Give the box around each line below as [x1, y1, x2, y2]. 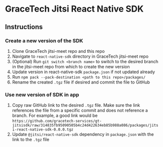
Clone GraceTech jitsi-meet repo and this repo [12, 48, 105, 54]
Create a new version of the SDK [5, 37, 84, 44]
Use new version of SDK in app [5, 91, 79, 98]
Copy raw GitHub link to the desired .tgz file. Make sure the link [12, 102, 140, 108]
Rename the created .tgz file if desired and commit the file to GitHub [12, 79, 150, 85]
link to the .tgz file [12, 137, 50, 143]
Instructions [5, 23, 43, 31]
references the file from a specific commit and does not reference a [12, 108, 148, 114]
